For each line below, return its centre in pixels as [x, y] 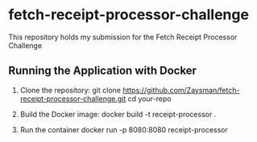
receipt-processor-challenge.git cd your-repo [95, 99]
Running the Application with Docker [103, 71]
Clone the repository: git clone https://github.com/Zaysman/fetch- [130, 90]
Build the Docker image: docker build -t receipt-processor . [118, 114]
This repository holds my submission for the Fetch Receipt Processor [123, 37]
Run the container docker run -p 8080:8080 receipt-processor [124, 129]
